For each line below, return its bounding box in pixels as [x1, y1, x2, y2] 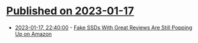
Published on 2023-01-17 [6, 4, 135, 18]
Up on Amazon [14, 30, 52, 37]
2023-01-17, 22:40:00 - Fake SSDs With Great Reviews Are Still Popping [14, 24, 193, 31]
